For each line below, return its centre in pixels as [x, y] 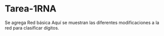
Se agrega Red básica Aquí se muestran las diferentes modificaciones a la [82, 22]
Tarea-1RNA [31, 9]
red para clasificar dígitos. [32, 27]
